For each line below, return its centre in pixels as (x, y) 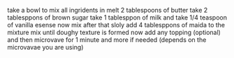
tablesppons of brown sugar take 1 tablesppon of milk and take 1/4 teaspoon (117, 17)
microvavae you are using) (45, 47)
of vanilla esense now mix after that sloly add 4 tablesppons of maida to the (116, 25)
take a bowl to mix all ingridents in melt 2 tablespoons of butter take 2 (108, 10)
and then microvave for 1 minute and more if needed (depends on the (107, 40)
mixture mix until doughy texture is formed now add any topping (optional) (114, 32)
